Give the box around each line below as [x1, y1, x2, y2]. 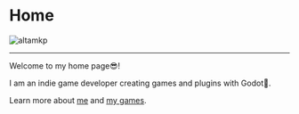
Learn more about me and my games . [9, 94, 147, 105]
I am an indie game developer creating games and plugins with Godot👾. [9, 77, 271, 88]
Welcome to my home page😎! [9, 60, 121, 71]
